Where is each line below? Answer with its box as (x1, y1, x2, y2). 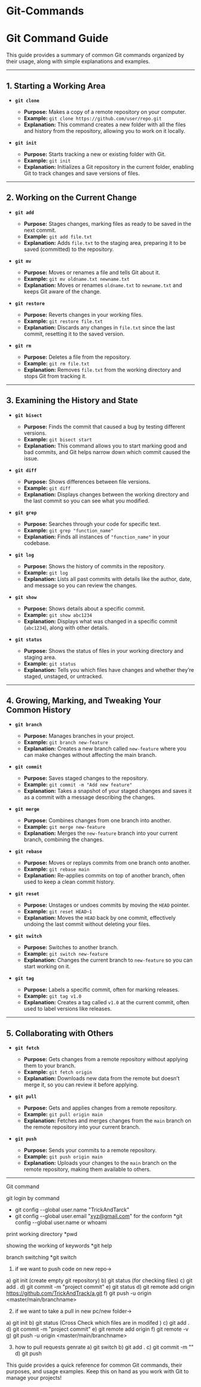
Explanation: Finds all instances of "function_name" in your (23, 533, 170, 540)
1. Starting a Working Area (6, 81, 106, 91)
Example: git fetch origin (23, 1068, 93, 1076)
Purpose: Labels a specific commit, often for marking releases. (23, 986, 179, 994)
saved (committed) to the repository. (23, 246, 114, 253)
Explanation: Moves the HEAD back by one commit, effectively (23, 914, 176, 922)
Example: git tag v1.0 (23, 992, 82, 1000)
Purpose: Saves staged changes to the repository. (23, 774, 148, 782)
